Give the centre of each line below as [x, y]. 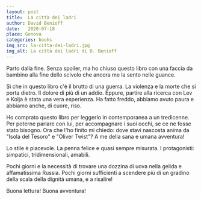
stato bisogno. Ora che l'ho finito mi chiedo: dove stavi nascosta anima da [98, 130]
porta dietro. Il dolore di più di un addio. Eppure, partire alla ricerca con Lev [99, 93]
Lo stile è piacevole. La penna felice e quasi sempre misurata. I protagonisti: [100, 148]
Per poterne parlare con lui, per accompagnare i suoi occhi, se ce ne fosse [99, 124]
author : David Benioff [35, 23]
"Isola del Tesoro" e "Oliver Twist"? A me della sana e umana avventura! [95, 136]
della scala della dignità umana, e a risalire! [60, 179]
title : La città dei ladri [42, 17]
